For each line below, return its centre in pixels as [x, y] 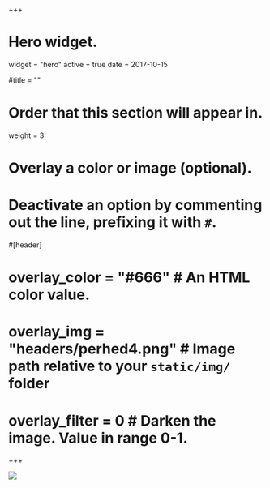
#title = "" [25, 80]
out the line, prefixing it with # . [113, 223]
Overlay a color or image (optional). [131, 168]
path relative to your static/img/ [120, 366]
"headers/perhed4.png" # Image [122, 349]
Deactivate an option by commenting [135, 205]
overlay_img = [57, 332]
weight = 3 [26, 135]
